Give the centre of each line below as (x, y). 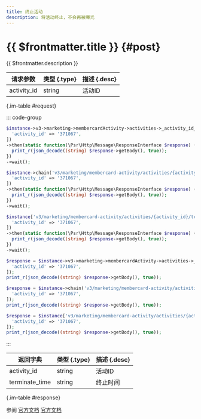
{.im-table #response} (33, 397)
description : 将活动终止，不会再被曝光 (50, 17)
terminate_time (30, 382)
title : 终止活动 (25, 12)
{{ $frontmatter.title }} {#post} (83, 47)
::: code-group (24, 118)
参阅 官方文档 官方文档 (34, 410)
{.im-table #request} (31, 106)
